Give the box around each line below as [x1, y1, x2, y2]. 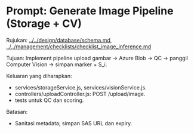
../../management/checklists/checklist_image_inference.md [6, 43, 152, 50]
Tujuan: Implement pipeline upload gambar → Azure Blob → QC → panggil [6, 54, 188, 61]
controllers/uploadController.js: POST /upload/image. [14, 90, 146, 97]
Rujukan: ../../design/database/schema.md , [6, 36, 112, 44]
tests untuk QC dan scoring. [14, 97, 84, 104]
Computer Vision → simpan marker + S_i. [6, 61, 107, 68]
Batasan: [6, 108, 28, 115]
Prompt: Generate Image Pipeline [6, 4, 174, 18]
